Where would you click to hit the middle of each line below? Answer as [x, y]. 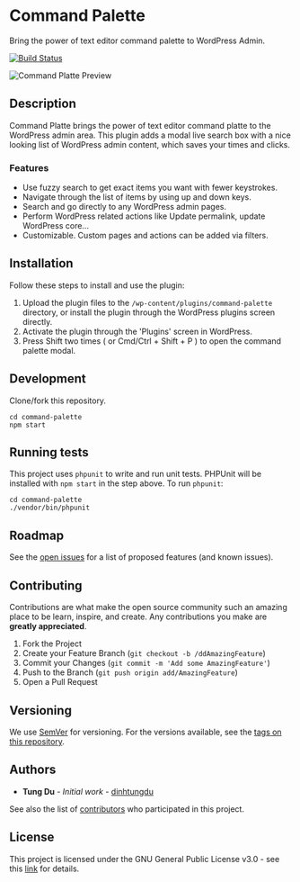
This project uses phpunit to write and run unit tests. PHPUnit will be [136, 474]
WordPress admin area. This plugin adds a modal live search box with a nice [150, 135]
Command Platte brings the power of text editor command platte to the [140, 125]
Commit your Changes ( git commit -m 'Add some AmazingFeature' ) [146, 663]
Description [43, 104]
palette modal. [49, 350]
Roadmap [37, 535]
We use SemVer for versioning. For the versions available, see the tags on [146, 732]
